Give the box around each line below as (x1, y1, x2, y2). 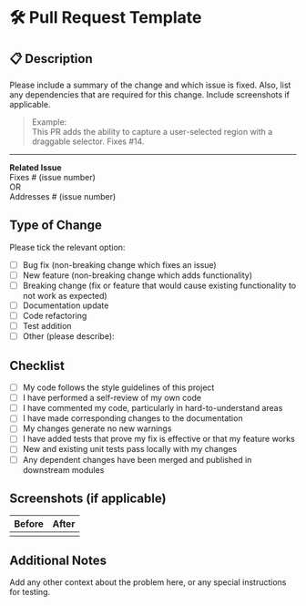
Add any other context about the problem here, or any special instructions (9, 577, 287, 588)
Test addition (22, 321, 72, 332)
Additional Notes (9, 552, 107, 568)
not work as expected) (22, 291, 107, 301)
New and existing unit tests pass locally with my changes (22, 444, 238, 455)
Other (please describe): (22, 331, 116, 342)
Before (14, 518, 44, 530)
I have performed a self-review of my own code (22, 393, 202, 404)
